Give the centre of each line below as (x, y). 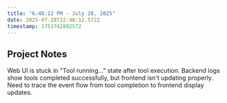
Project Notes (37, 54)
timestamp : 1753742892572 (44, 26)
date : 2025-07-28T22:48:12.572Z (53, 20)
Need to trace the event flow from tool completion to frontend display (106, 85)
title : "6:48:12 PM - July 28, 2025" (61, 13)
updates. (20, 93)
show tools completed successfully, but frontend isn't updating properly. (110, 78)
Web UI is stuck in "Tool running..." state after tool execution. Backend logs (114, 71)
